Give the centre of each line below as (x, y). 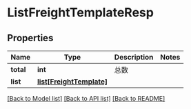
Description (134, 57)
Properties (30, 38)
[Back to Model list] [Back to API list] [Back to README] (86, 98)
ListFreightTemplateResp (80, 13)
